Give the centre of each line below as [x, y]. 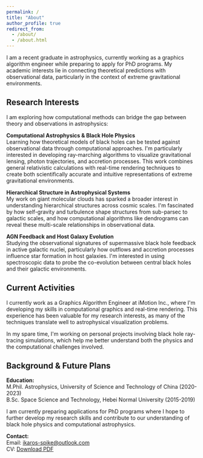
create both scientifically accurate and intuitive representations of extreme [99, 174]
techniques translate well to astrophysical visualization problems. [88, 322]
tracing [15, 340]
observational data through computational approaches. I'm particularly [95, 148]
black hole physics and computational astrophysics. [71, 425]
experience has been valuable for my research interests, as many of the [96, 315]
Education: [20, 380]
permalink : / [23, 12]
